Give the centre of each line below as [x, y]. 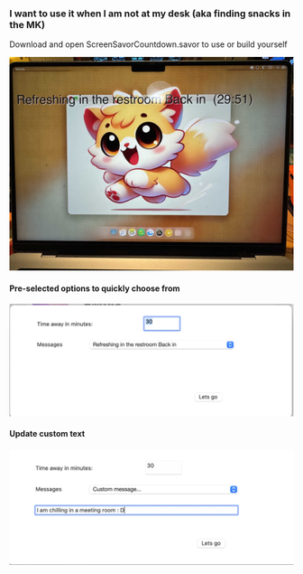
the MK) [28, 24]
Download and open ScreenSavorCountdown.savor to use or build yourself [149, 44]
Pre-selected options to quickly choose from [95, 288]
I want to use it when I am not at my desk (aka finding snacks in [150, 14]
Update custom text [47, 434]
